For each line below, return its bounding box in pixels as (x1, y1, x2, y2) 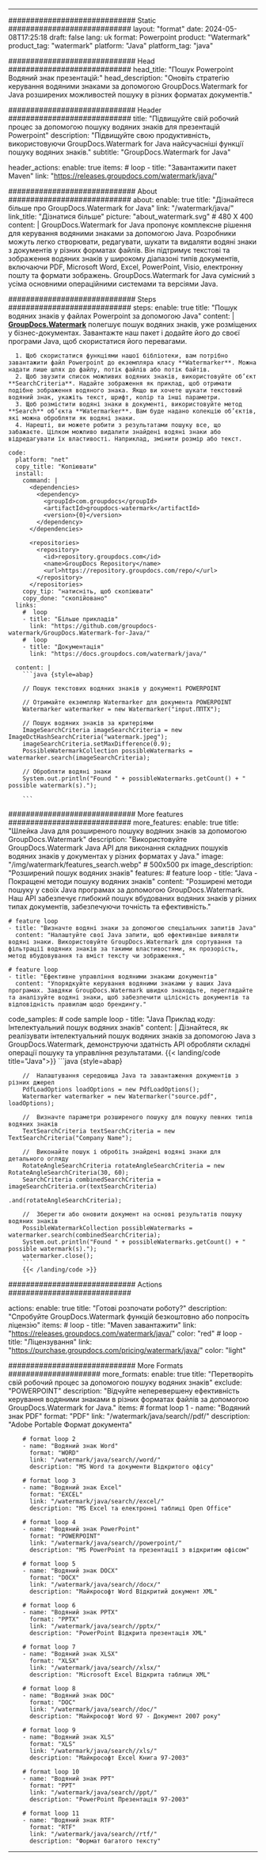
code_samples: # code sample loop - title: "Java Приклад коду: (8, 1015, 215, 1023)
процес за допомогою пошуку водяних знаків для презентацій (8, 122, 220, 131)
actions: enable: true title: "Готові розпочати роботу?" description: (8, 1304, 227, 1313)
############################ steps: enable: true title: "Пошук (8, 303, 237, 312)
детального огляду (8, 1155, 69, 1163)
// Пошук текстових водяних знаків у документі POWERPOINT (22, 684, 222, 692)
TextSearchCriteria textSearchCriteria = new (22, 1127, 176, 1135)
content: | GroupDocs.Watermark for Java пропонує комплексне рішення (8, 220, 252, 230)
